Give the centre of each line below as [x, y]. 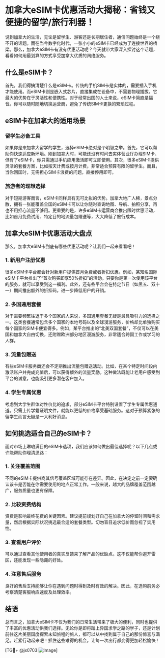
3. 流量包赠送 [21, 355]
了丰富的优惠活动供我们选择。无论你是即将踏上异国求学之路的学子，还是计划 [82, 628]
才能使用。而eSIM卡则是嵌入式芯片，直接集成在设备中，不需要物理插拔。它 [81, 91]
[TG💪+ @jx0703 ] [31, 650]
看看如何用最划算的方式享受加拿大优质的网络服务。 [57, 55]
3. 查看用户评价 [23, 542]
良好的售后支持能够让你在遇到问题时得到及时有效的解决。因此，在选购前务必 [82, 586]
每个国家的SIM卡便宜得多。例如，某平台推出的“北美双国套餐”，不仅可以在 [80, 329]
